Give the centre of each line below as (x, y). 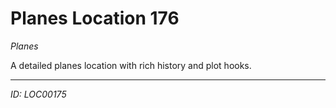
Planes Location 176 (95, 18)
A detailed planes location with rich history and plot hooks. (131, 65)
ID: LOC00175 (38, 94)
